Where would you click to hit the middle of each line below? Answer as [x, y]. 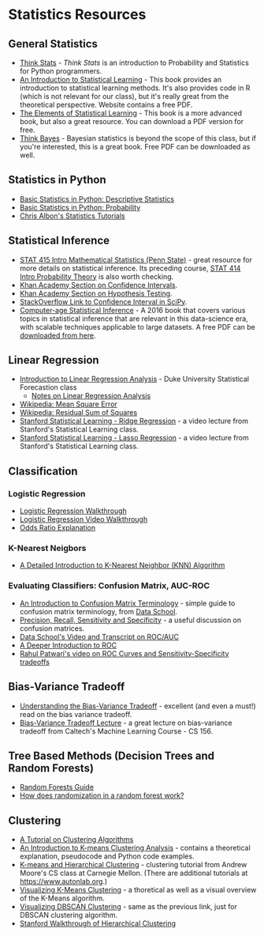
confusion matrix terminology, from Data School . [99, 611]
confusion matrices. [52, 628]
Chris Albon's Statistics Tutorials [72, 216]
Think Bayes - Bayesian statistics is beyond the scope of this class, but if [138, 138]
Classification [43, 471]
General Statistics [53, 44]
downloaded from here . [58, 335]
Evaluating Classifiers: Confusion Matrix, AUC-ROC [109, 586]
